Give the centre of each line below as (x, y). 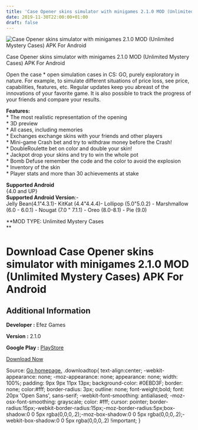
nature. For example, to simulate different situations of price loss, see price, (98, 81)
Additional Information (48, 311)
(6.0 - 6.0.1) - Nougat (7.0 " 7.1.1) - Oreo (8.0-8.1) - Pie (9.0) (77, 210)
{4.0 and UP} (22, 191)
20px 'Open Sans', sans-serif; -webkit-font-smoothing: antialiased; (88, 396)
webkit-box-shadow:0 (33, 421)
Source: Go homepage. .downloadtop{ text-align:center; (74, 371)
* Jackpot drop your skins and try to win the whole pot (72, 155)
